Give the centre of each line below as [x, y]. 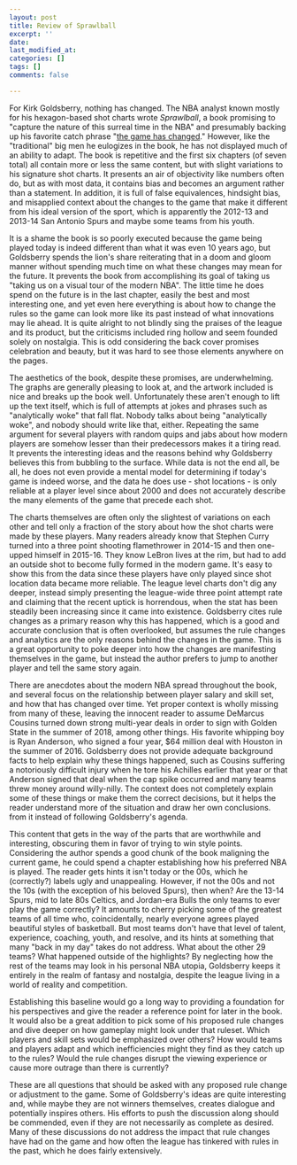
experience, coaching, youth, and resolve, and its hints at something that [141, 937]
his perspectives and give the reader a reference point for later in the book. [146, 1011]
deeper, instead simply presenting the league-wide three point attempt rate [146, 592]
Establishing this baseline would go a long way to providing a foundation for [147, 1001]
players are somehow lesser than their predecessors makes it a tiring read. [145, 443]
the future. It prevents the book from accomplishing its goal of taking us [140, 276]
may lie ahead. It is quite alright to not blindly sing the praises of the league [146, 322]
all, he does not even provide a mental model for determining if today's [138, 471]
